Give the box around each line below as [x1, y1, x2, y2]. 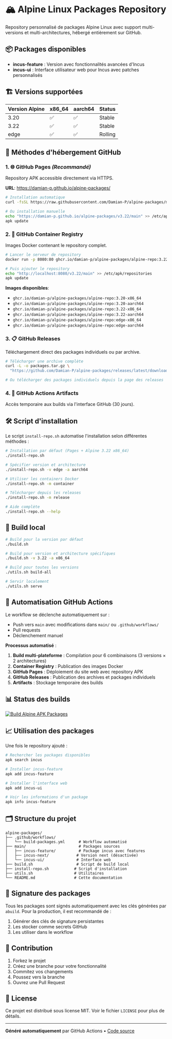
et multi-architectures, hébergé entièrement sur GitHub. [24, 29, 142, 35]
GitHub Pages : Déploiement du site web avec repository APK [12, 668, 143, 675]
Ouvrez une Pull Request [12, 979, 65, 985]
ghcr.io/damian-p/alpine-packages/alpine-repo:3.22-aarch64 [12, 312, 144, 317]
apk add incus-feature [5, 771, 54, 777]
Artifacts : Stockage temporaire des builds [12, 679, 103, 685]
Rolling [99, 131, 116, 138]
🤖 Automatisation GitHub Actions [5, 598, 113, 607]
